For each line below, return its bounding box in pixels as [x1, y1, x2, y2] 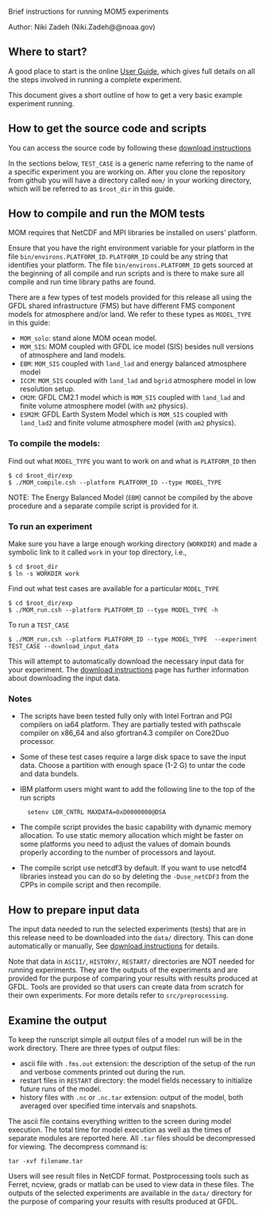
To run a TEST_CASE [8, 621, 70, 630]
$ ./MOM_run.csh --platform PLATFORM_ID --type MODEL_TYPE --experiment [8, 636, 258, 644]
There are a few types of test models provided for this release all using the [8, 292, 253, 302]
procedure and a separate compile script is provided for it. [8, 501, 199, 511]
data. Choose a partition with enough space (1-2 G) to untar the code [19, 761, 246, 770]
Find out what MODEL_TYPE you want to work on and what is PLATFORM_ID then [8, 456, 256, 465]
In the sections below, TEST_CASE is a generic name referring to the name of [8, 159, 254, 168]
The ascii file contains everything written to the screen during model [8, 1116, 232, 1126]
